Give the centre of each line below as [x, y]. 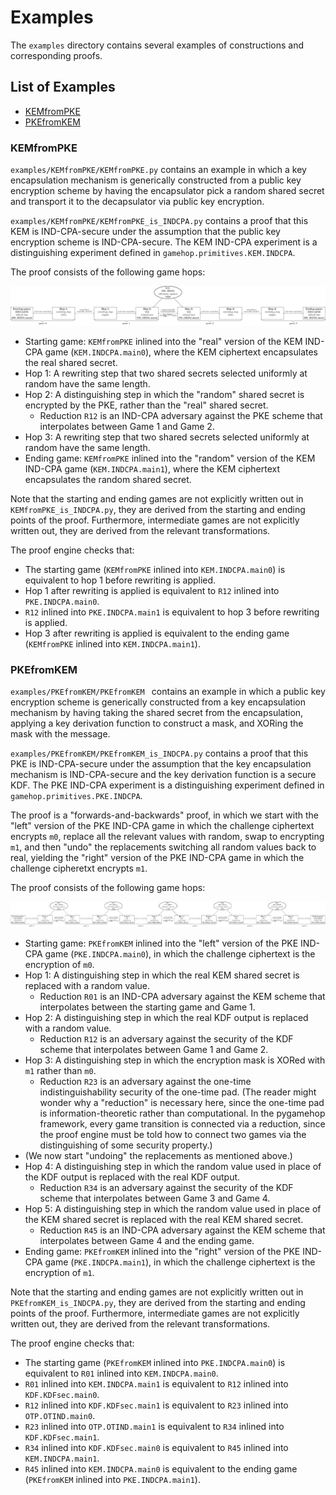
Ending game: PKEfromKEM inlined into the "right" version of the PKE [162, 1252]
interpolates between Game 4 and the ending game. [147, 1241]
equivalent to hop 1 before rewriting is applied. [120, 580]
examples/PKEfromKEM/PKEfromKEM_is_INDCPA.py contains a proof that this [159, 753]
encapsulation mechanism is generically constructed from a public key [156, 180]
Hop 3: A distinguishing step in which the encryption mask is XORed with [175, 1060]
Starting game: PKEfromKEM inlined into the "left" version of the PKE [161, 943]
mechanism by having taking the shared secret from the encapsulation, [157, 713]
